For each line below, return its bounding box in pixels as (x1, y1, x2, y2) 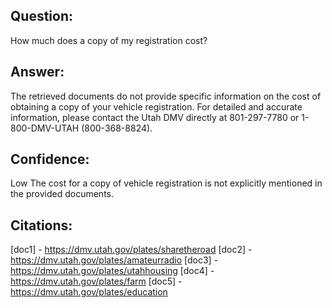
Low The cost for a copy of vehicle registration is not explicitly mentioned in (10, 177, 323, 189)
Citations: (10, 217, 73, 234)
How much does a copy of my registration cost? (10, 34, 208, 46)
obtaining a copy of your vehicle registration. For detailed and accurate (10, 100, 303, 113)
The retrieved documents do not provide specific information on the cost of (10, 90, 322, 102)
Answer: (10, 64, 65, 81)
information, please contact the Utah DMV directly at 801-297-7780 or (10, 111, 300, 123)
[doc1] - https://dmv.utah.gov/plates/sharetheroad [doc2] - (10, 244, 253, 256)
